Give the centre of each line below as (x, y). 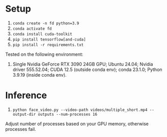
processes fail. (21, 129)
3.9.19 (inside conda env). (40, 75)
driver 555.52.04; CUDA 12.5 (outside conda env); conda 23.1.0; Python (87, 70)
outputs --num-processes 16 (68, 114)
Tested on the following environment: (44, 54)
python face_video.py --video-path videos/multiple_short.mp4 (80, 110)
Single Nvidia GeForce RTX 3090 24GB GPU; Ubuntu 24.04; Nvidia (83, 64)
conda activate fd (32, 28)
